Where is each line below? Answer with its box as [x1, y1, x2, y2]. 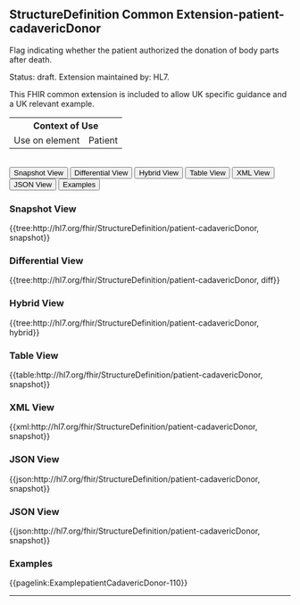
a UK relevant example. [9, 98, 96, 109]
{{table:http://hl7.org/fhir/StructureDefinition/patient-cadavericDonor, [9, 369, 263, 380]
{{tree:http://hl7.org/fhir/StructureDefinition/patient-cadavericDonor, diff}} [9, 275, 280, 286]
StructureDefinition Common [9, 7, 174, 22]
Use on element [13, 134, 80, 146]
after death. [9, 54, 53, 65]
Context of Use [32, 120, 99, 132]
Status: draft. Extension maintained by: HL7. [9, 71, 170, 82]
